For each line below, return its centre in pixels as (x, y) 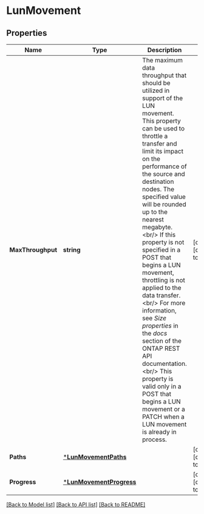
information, (160, 310)
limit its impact (163, 151)
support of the (163, 98)
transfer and (160, 144)
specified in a (161, 250)
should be (157, 83)
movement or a (164, 409)
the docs (155, 333)
